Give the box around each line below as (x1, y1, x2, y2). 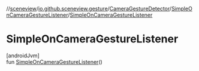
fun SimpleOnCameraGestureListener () (6, 58, 103, 65)
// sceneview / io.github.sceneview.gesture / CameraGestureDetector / (6, 5, 172, 12)
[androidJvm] (6, 52, 40, 59)
